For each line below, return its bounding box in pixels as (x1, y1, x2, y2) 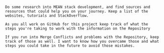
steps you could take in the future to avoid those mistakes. (5, 43, 135, 48)
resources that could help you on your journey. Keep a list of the (5, 9, 148, 14)
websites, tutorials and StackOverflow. (5, 13, 89, 18)
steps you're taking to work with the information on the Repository (5, 26, 151, 31)
